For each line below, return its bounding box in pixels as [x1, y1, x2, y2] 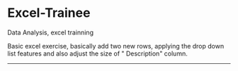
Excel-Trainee [7, 5, 91, 21]
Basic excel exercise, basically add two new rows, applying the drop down [7, 41, 225, 50]
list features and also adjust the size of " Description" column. [7, 49, 188, 58]
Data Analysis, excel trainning [7, 28, 94, 37]
